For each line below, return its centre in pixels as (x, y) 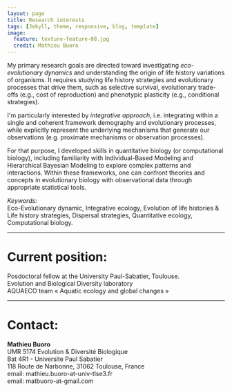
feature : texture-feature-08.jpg (61, 39)
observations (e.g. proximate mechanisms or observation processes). (106, 137)
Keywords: (22, 200)
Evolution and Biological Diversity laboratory (70, 283)
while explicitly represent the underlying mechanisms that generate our (108, 130)
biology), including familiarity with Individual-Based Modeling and (100, 158)
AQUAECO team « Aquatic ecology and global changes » (88, 291)
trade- (207, 87)
